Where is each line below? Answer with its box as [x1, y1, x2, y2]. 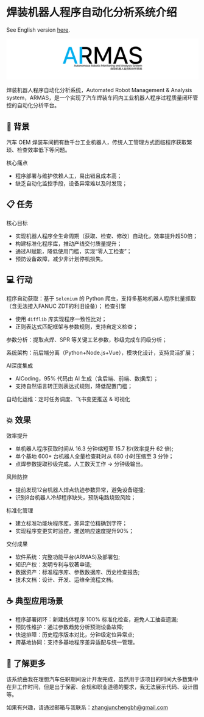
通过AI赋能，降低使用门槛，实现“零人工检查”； [15, 248, 132, 255]
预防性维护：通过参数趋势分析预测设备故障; [15, 623, 124, 631]
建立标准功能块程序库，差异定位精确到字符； [15, 519, 128, 527]
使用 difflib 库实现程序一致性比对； [15, 315, 107, 323]
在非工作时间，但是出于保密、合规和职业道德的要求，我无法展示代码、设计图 [6, 683, 199, 691]
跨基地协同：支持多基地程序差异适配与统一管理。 [15, 638, 138, 646]
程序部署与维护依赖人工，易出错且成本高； [15, 172, 122, 180]
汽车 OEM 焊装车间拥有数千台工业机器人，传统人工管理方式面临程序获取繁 [6, 138, 192, 146]
